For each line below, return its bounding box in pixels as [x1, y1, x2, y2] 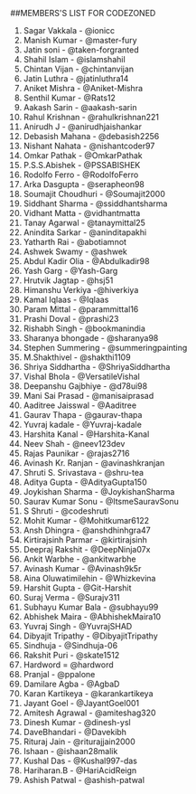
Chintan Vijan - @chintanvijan [23, 63, 135, 74]
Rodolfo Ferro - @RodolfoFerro [23, 169, 139, 180]
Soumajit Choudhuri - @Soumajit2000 [23, 189, 165, 199]
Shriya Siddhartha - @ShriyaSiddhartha [23, 362, 171, 372]
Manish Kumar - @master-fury [23, 35, 138, 45]
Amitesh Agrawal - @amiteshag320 [23, 707, 156, 718]
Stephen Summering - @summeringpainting [23, 343, 188, 353]
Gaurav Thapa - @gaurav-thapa [23, 410, 143, 420]
